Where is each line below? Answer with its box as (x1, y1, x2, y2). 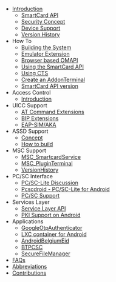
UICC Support (12, 102, 47, 109)
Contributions (12, 269, 47, 277)
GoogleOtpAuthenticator (21, 224, 83, 231)
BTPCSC (21, 244, 43, 250)
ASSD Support (12, 127, 49, 135)
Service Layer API (21, 205, 66, 212)
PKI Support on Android (21, 212, 81, 218)
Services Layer (12, 198, 50, 206)
